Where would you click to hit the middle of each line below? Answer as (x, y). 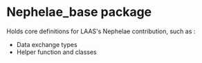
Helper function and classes (57, 52)
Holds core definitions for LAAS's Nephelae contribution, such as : (101, 31)
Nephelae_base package (79, 12)
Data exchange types (47, 44)
